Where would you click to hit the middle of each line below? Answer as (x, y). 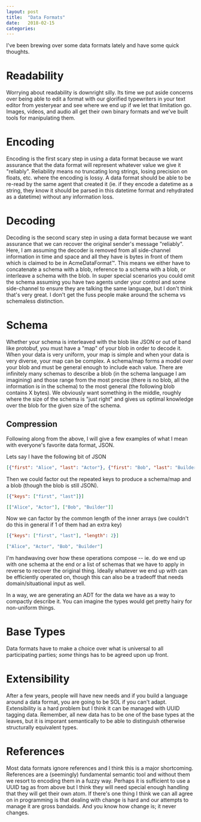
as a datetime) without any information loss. (60, 197)
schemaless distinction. (35, 301)
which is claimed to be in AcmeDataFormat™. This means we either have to (98, 263)
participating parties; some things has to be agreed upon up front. (87, 655)
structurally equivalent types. (42, 727)
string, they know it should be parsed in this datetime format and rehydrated (100, 191)
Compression (32, 424)
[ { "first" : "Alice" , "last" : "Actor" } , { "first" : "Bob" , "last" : (89, 467)
